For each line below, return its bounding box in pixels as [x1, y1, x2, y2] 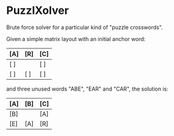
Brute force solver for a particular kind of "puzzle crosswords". [6, 24, 163, 31]
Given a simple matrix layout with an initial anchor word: [6, 35, 146, 42]
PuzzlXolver [6, 4, 69, 18]
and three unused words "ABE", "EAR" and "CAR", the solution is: [6, 85, 169, 92]
